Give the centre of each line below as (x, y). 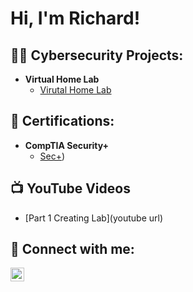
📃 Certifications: (62, 121)
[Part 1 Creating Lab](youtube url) (94, 218)
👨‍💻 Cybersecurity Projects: (97, 55)
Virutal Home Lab (75, 90)
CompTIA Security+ (67, 145)
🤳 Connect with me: (72, 249)
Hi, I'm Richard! (75, 18)
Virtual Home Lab (62, 79)
